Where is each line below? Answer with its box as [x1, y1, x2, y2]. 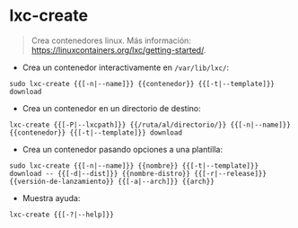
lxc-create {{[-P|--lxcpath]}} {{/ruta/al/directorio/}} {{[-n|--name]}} [9, 120, 292, 129]
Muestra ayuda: [22, 192, 81, 203]
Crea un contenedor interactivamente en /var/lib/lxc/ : [22, 62, 230, 73]
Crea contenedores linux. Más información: [31, 35, 191, 46]
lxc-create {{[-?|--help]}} [9, 210, 115, 219]
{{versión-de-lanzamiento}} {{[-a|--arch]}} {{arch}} [9, 177, 215, 186]
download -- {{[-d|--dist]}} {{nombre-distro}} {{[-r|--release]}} [9, 169, 267, 178]
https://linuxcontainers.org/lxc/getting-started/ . [31, 44, 206, 55]
